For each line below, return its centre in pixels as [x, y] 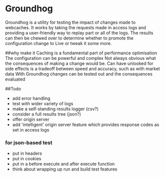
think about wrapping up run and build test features [65, 169]
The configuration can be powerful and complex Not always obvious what [81, 58]
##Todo [13, 88]
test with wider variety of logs [43, 103]
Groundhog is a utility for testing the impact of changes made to [70, 22]
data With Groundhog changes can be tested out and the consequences [79, 74]
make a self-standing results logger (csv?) [55, 109]
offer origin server [31, 119]
